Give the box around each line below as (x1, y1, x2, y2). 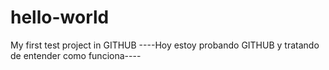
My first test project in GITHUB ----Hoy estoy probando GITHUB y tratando (10, 39, 320, 51)
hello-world (10, 6, 110, 29)
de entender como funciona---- (10, 49, 142, 61)
